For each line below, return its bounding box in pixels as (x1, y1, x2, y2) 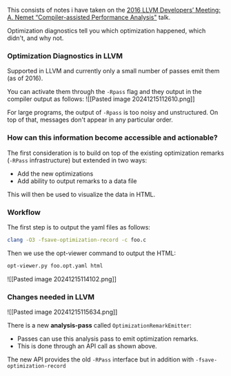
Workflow (7, 207, 41, 217)
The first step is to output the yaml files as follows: (7, 223, 150, 231)
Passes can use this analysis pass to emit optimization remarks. (17, 335, 199, 343)
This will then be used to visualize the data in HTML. (7, 190, 156, 198)
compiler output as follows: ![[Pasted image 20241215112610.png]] (7, 95, 195, 103)
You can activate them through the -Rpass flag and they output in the (7, 88, 202, 96)
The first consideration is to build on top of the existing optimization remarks (7, 149, 224, 157)
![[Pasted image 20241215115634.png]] (7, 308, 118, 316)
